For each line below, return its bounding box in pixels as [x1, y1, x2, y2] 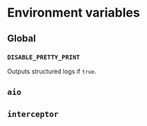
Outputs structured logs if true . [7, 67, 97, 75]
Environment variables [7, 5, 140, 21]
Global [7, 33, 36, 44]
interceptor [7, 109, 59, 119]
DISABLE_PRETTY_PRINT [7, 53, 80, 61]
